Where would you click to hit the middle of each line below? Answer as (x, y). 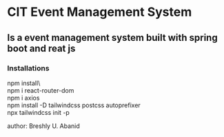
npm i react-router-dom (41, 90)
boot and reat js (41, 48)
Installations (28, 68)
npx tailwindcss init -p (39, 112)
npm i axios (23, 98)
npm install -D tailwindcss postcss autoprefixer (74, 105)
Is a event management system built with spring (113, 38)
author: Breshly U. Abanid (44, 126)
